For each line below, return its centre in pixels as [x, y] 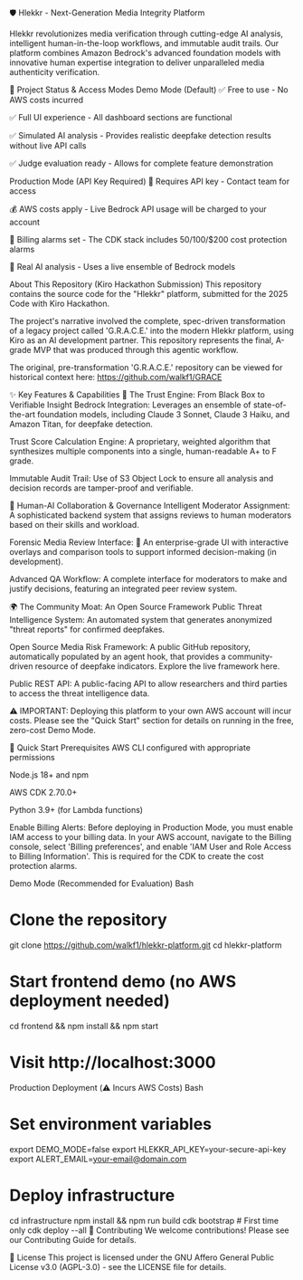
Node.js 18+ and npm [49, 775]
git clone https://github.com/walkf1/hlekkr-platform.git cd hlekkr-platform [146, 945]
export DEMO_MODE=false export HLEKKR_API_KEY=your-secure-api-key [148, 1149]
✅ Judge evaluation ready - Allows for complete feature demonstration [142, 163]
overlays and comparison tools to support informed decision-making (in [143, 552]
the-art [23, 414]
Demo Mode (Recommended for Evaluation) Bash [102, 884]
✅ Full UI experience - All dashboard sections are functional [121, 117]
